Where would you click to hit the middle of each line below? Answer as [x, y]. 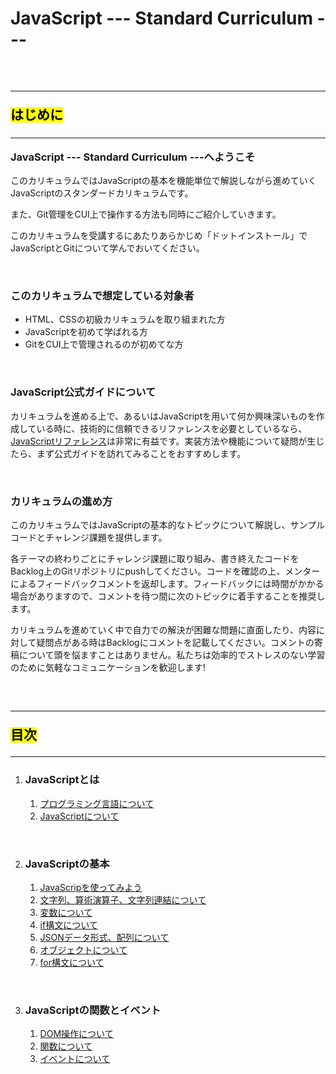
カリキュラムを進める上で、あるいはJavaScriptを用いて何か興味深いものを [163, 416]
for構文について [72, 962]
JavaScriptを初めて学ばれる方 [86, 332]
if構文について [68, 924]
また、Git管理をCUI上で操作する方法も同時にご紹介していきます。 [146, 214]
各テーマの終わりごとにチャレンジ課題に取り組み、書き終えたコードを [155, 558]
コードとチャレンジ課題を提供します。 [89, 537]
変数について [66, 912]
